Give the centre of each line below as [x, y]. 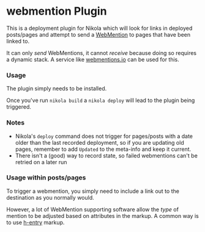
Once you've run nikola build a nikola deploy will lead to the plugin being [101, 100]
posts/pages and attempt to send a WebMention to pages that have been [99, 34]
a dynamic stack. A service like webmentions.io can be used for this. [93, 59]
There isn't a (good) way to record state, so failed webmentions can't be [106, 155]
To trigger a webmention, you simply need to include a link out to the [93, 191]
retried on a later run [41, 162]
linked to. [18, 41]
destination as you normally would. [50, 197]
